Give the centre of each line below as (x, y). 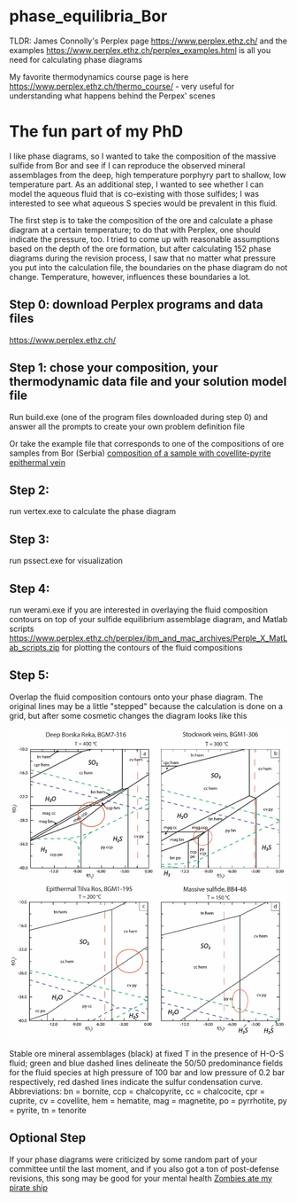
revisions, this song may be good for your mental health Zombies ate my (141, 1178)
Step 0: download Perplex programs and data (136, 304)
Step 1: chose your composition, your (114, 368)
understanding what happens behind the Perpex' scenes (112, 96)
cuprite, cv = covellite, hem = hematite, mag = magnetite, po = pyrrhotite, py (148, 1100)
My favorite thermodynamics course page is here (99, 76)
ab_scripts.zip (34, 647)
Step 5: (30, 675)
